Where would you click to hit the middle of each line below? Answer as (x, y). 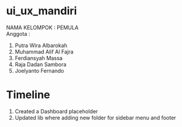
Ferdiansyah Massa (39, 58)
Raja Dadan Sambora (40, 64)
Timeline (28, 95)
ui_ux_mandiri (42, 11)
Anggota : (18, 33)
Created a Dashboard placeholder (56, 111)
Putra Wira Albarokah (41, 45)
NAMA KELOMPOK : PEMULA (43, 27)
